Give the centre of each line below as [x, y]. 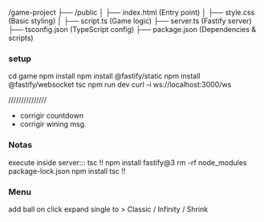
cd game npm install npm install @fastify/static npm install [104, 76]
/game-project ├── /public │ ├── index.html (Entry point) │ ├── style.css [132, 12]
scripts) [21, 38]
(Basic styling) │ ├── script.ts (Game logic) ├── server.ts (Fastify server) [130, 21]
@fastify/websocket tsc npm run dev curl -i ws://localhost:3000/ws [120, 85]
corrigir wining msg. [53, 124]
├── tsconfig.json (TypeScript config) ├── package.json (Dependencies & [132, 29]
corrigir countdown [52, 115]
